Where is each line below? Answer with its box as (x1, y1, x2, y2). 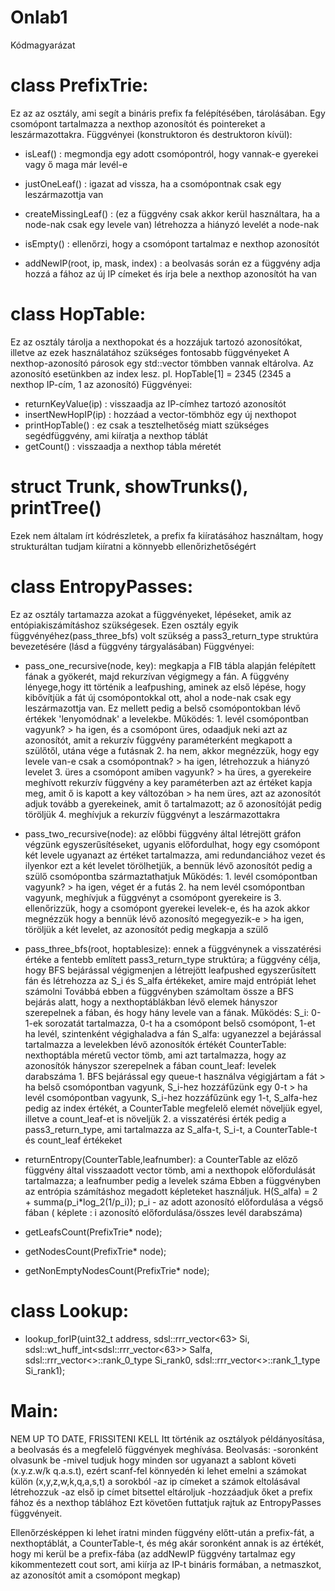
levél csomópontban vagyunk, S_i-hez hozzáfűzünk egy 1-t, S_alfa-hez (24, 1091, 318, 1103)
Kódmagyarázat (10, 39, 76, 51)
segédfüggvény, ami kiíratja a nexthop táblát (24, 429, 208, 441)
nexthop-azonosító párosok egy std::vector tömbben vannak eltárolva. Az (10, 357, 315, 369)
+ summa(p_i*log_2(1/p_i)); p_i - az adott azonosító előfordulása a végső (24, 1196, 324, 1208)
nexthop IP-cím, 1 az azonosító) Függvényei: (10, 378, 193, 390)
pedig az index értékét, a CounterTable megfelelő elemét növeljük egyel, (24, 1102, 323, 1114)
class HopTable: (10, 303, 147, 326)
